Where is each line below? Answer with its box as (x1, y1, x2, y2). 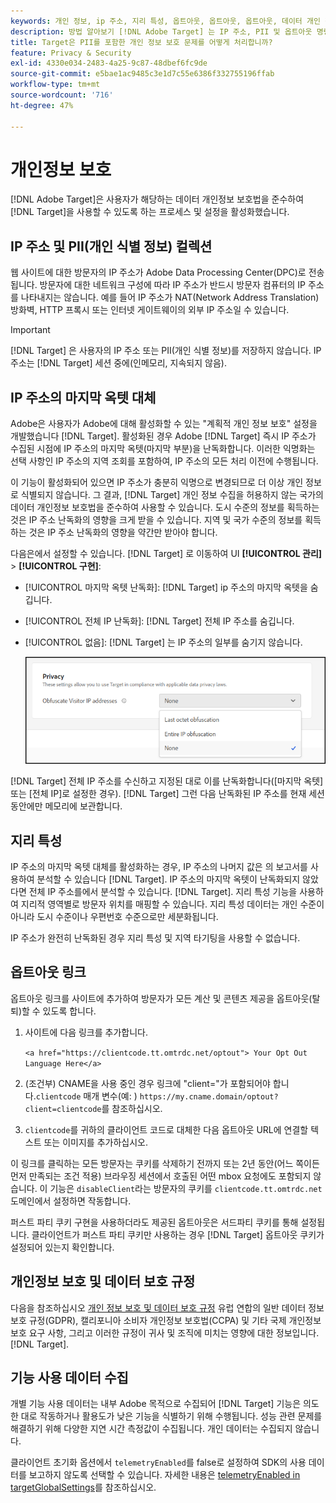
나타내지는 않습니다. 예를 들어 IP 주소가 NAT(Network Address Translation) (20, 291, 320, 304)
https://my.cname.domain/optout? (139, 1091, 279, 1102)
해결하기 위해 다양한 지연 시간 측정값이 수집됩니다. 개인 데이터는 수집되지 (10, 1423, 293, 1435)
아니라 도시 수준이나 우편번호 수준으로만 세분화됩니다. (10, 910, 219, 922)
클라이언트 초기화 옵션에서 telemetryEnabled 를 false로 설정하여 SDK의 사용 (10, 1456, 307, 1469)
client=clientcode (24, 1104, 102, 1114)
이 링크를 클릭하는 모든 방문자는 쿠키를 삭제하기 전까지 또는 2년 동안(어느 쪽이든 (10, 1157, 320, 1169)
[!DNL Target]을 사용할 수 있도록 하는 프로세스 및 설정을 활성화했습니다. (10, 206, 290, 218)
